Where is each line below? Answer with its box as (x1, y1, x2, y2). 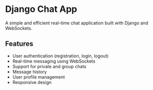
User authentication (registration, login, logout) (12, 53, 109, 59)
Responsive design (12, 79, 52, 85)
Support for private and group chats (12, 63, 86, 69)
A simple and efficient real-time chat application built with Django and (5, 20, 149, 26)
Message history (12, 69, 47, 75)
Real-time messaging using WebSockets (12, 58, 96, 64)
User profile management (12, 74, 65, 80)
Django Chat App (5, 3, 77, 15)
